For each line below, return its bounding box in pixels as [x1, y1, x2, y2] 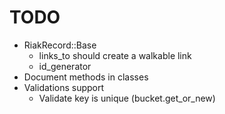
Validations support [23, 81, 105, 93]
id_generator [38, 60, 92, 72]
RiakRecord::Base [23, 39, 97, 51]
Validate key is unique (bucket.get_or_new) [38, 92, 216, 104]
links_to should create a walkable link [38, 49, 192, 61]
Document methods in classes [23, 71, 149, 83]
